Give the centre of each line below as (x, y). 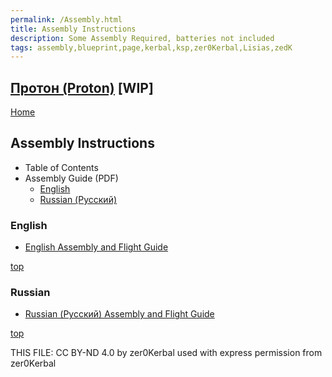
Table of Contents (61, 167)
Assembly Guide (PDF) (71, 178)
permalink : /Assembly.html (66, 19)
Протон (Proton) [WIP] (82, 87)
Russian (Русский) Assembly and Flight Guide (119, 314)
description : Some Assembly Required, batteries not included (142, 38)
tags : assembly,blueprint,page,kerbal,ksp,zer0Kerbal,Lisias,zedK (151, 47)
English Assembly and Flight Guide (96, 247)
